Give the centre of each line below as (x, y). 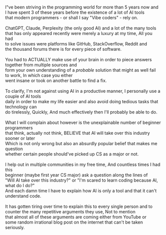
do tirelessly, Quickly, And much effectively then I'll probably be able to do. (81, 112)
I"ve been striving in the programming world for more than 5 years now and (82, 7)
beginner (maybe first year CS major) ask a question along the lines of (77, 175)
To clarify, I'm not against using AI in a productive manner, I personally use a (83, 91)
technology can (21, 107)
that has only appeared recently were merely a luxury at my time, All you (79, 33)
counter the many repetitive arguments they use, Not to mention (70, 212)
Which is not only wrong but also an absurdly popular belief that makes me (81, 143)
